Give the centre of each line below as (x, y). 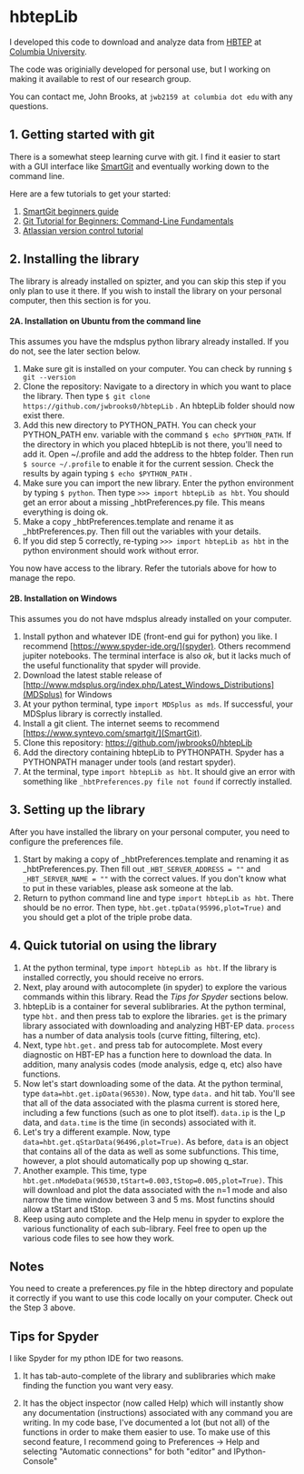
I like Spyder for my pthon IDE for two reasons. (97, 1359)
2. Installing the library (74, 260)
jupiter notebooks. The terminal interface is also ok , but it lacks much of (157, 656)
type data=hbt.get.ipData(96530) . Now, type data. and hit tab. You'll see (159, 1093)
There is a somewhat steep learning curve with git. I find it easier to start (145, 156)
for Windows (88, 694)
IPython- (250, 1451)
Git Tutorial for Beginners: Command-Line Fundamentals (128, 221)
